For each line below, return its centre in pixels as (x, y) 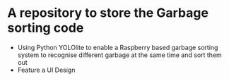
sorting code (46, 28)
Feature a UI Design (46, 70)
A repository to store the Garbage (108, 13)
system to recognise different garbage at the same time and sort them (120, 55)
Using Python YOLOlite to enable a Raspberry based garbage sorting (118, 47)
